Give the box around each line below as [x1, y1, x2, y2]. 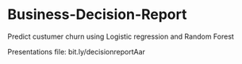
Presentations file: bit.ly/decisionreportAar [7, 47, 146, 56]
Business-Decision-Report [7, 6, 187, 24]
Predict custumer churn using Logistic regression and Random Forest [7, 32, 235, 41]
